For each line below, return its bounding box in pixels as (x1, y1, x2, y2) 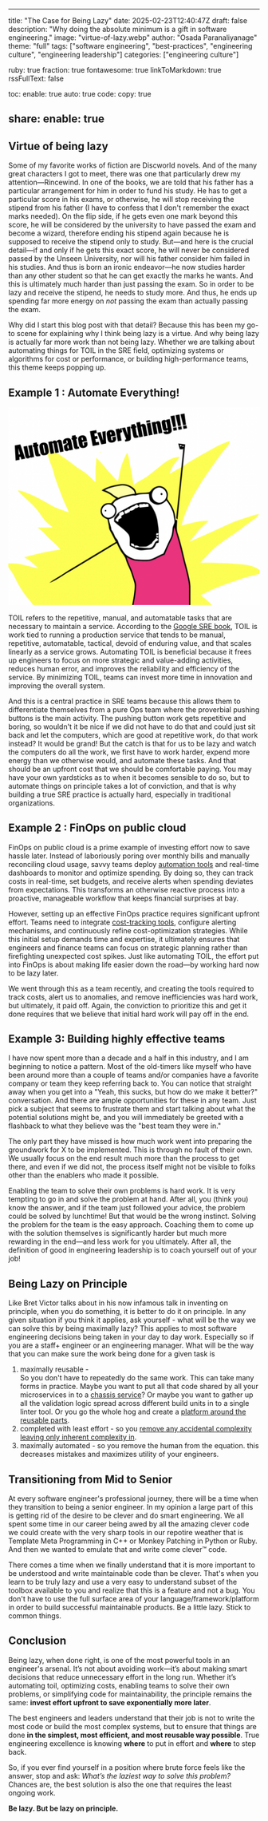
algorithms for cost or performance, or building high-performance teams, (8, 354, 249, 364)
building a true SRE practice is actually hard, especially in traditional (8, 790, 231, 799)
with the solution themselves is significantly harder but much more (8, 1229, 227, 1238)
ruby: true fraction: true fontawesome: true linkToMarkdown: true (8, 65, 222, 74)
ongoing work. (8, 1787, 56, 1797)
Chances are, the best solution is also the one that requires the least (8, 1779, 232, 1789)
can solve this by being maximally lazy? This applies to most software (8, 1324, 238, 1333)
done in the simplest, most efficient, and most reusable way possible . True (8, 1730, 260, 1740)
